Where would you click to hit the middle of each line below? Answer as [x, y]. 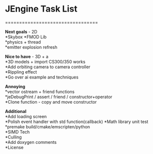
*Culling [13, 137]
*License [14, 147]
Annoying [15, 86]
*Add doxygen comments [31, 142]
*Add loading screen [26, 116]
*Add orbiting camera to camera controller [48, 67]
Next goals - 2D [21, 31]
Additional [16, 111]
